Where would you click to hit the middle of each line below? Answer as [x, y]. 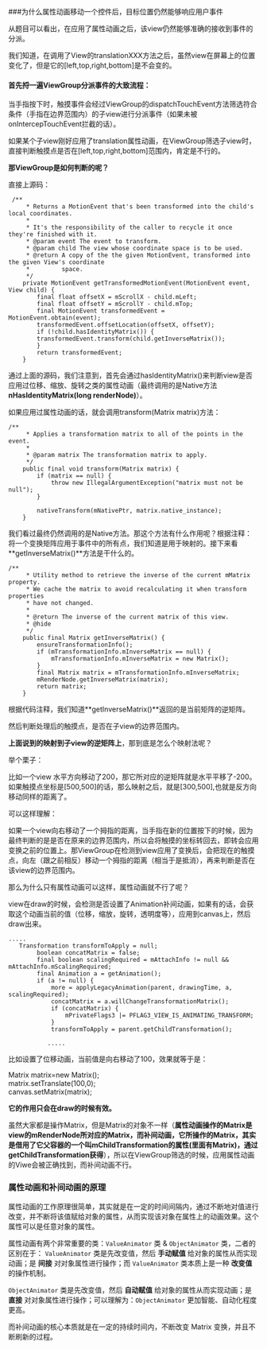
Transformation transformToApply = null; [88, 946]
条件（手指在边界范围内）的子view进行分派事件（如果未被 [103, 114]
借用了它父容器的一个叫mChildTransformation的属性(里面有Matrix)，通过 [136, 1145]
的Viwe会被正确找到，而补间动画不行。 [72, 1165]
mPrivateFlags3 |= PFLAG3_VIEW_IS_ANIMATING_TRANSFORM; [159, 1016]
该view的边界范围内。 [44, 870]
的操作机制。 [29, 1273]
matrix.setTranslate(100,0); [52, 1083]
